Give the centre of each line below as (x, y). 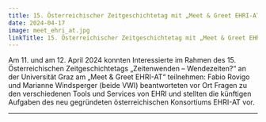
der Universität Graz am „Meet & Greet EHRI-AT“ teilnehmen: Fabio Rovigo (129, 77)
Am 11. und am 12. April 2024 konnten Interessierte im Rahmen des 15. (122, 60)
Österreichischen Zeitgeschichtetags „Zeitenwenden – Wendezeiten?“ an (127, 69)
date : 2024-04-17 (37, 23)
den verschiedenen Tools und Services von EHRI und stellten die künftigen (130, 94)
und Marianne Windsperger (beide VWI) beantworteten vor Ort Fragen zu (128, 86)
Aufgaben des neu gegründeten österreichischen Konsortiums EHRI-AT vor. (131, 102)
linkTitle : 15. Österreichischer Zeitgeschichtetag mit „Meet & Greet (127, 38)
